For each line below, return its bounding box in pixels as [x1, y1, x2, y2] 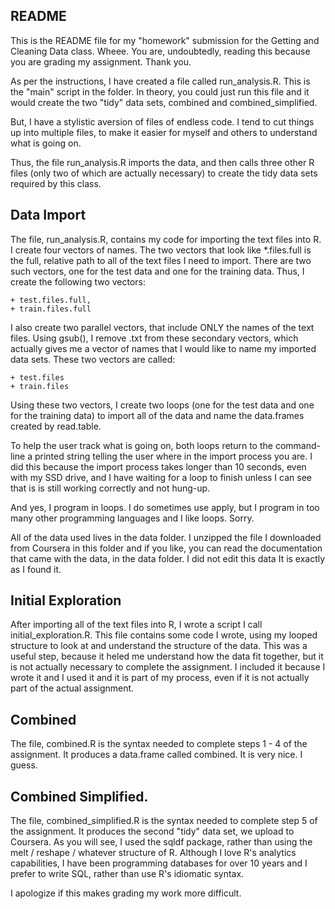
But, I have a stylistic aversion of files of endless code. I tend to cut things [10, 115, 315, 128]
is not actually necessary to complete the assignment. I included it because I [10, 661, 326, 673]
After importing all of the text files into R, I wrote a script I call [10, 619, 263, 631]
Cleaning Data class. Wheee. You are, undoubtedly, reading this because [10, 45, 311, 57]
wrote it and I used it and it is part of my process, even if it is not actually [10, 672, 310, 684]
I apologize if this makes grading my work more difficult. [10, 887, 242, 899]
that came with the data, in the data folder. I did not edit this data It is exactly [10, 552, 326, 564]
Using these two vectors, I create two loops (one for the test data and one [10, 399, 315, 411]
